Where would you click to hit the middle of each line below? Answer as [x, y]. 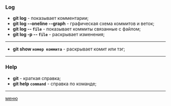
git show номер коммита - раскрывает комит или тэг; [69, 49]
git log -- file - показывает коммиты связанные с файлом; [77, 29]
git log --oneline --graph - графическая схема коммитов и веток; [83, 23]
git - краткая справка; [37, 78]
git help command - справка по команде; [54, 84]
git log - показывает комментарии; [51, 18]
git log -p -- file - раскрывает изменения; [59, 35]
